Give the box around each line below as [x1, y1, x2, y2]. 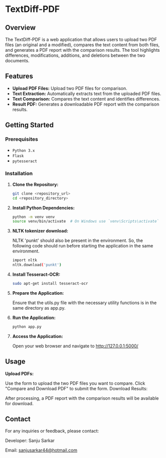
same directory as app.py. [12, 305, 66, 311]
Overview [5, 23, 36, 32]
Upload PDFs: [5, 370, 34, 376]
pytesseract [12, 158, 37, 164]
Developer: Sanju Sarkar [5, 438, 55, 444]
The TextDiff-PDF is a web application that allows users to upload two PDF [5, 36, 157, 42]
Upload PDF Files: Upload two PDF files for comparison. [12, 85, 127, 91]
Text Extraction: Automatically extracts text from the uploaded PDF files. [12, 91, 162, 97]
